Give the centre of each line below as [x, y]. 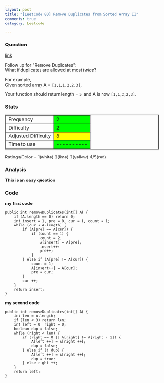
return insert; [29, 290]
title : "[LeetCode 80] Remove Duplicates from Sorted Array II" [72, 14]
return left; [27, 372]
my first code [19, 203]
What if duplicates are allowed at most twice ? [51, 70]
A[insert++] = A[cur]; [54, 268]
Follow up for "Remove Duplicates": [41, 65]
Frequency [21, 119]
